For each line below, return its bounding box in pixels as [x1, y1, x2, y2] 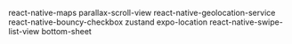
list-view [8, 26, 40, 36]
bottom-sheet [41, 26, 93, 36]
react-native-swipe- [209, 17, 284, 27]
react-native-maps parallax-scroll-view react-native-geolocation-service [8, 8, 276, 18]
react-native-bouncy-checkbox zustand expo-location [8, 17, 208, 27]
